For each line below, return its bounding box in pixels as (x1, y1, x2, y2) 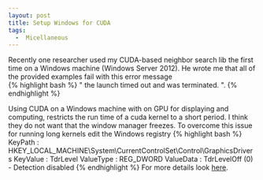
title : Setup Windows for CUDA (8, 19, 111, 27)
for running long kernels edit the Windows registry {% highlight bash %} (8, 129, 243, 139)
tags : (8, 26, 26, 34)
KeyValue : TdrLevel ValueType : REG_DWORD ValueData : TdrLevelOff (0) (13, 155, 254, 164)
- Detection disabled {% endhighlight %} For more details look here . (8, 163, 228, 172)
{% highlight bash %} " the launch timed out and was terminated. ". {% (8, 81, 238, 90)
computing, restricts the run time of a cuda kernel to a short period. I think (8, 112, 248, 122)
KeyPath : (8, 137, 39, 147)
